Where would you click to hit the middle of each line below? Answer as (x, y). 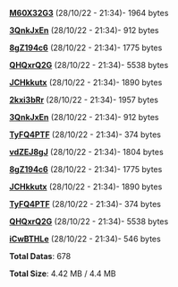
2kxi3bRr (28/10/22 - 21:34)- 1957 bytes (84, 100)
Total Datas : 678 (40, 256)
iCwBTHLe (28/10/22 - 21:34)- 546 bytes (85, 239)
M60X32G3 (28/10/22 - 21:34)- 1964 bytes (89, 13)
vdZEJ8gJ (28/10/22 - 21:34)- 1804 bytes (86, 152)
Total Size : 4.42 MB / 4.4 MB (63, 274)
